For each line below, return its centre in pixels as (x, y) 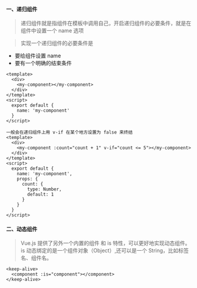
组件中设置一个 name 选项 (52, 31)
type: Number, (45, 189)
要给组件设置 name (38, 56)
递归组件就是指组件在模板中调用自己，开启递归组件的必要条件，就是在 (106, 23)
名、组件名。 (36, 258)
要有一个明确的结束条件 (43, 63)
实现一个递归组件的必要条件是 (57, 43)
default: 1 (41, 195)
